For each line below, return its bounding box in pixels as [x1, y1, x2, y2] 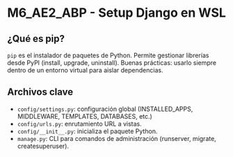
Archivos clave [7, 86, 74, 98]
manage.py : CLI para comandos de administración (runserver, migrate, [17, 134, 217, 142]
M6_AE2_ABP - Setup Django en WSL [7, 5, 226, 21]
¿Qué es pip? [7, 33, 65, 45]
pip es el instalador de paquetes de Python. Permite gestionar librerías [7, 51, 209, 59]
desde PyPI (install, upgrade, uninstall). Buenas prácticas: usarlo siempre [7, 59, 217, 67]
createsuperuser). [17, 142, 70, 150]
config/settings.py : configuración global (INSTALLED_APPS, [17, 105, 193, 113]
